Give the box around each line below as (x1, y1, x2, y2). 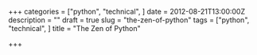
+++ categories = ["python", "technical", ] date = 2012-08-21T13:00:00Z (8, 7, 245, 16)
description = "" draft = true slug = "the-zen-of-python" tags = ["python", (8, 15, 250, 25)
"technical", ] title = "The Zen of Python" (8, 24, 141, 33)
